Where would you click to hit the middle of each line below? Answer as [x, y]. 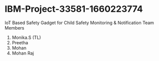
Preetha [20, 42]
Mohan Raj [23, 53]
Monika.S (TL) [26, 37]
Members [14, 28]
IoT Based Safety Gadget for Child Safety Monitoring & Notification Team [79, 23]
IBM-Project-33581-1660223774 [74, 9]
